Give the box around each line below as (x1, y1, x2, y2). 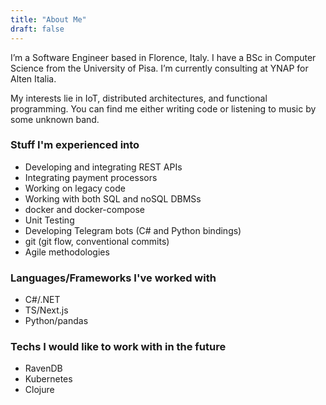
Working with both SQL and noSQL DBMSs (24, 192, 202, 205)
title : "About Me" (10, 14, 87, 25)
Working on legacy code (24, 182, 126, 194)
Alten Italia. (10, 72, 57, 85)
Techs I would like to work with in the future (10, 340, 227, 354)
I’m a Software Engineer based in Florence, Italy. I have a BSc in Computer (10, 51, 317, 63)
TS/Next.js (24, 304, 69, 316)
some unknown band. (10, 113, 100, 125)
